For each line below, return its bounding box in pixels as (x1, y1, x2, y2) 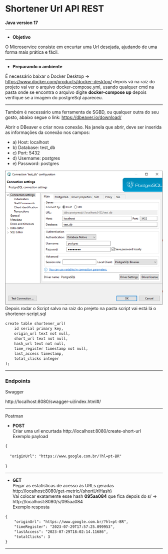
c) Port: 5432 (12, 150, 40, 156)
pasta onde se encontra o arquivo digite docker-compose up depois (5, 89, 146, 95)
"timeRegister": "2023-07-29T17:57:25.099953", (14, 524, 115, 529)
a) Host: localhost (12, 139, 49, 145)
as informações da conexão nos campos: (5, 129, 90, 135)
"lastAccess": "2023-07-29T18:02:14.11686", (14, 529, 108, 534)
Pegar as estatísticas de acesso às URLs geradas (12, 482, 114, 488)
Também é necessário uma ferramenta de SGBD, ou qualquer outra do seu (5, 109, 159, 115)
